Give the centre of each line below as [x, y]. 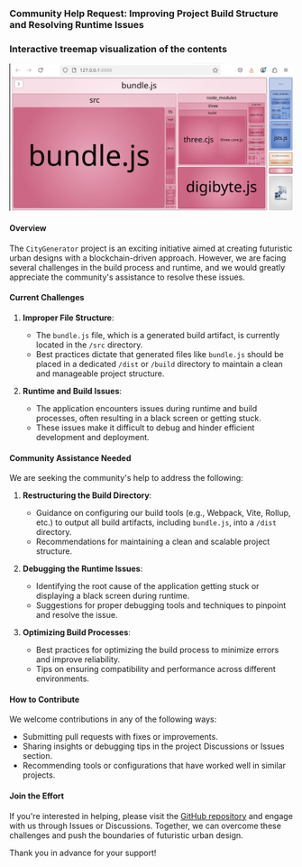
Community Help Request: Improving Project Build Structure [144, 14]
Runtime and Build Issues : [72, 391]
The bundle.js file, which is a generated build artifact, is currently [158, 335]
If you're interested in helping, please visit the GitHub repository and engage [151, 816]
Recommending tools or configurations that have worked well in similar [154, 766]
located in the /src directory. [89, 345]
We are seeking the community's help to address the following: [126, 478]
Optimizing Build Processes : [76, 632]
